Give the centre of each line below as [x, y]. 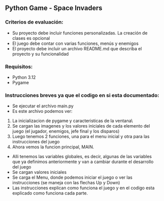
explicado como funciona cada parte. [50, 193]
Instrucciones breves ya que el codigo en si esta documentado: [82, 95]
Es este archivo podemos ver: [42, 111]
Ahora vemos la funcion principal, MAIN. [53, 147]
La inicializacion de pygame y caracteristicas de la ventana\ [72, 121]
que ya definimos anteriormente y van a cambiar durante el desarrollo [83, 162]
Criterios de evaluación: [34, 22]
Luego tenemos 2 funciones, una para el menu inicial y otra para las [81, 136]
